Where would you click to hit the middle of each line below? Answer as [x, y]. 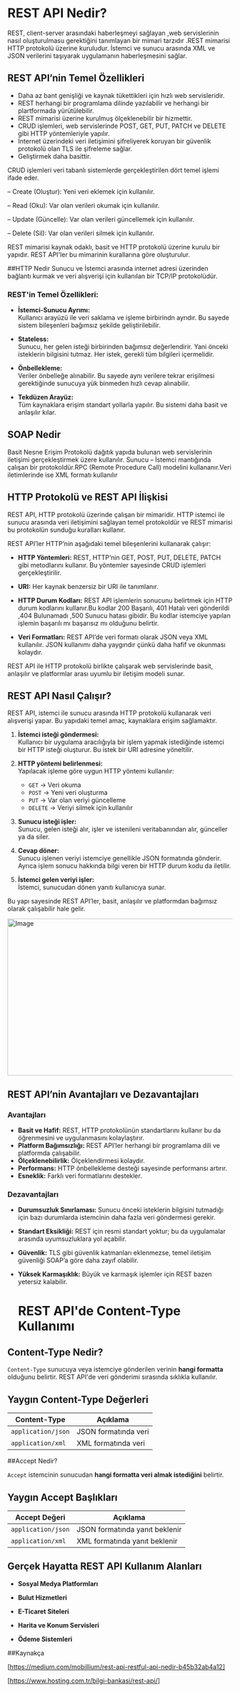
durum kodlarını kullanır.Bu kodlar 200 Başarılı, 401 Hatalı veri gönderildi [124, 608]
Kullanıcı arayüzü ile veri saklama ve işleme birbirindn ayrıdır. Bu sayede [124, 318]
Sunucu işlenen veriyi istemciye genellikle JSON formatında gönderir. [119, 859]
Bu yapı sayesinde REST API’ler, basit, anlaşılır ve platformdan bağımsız [112, 901]
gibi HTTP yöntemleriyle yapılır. [64, 133]
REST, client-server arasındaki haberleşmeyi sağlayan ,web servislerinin [113, 33]
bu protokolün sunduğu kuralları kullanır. [67, 530]
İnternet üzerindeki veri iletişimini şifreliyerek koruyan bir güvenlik [114, 141]
